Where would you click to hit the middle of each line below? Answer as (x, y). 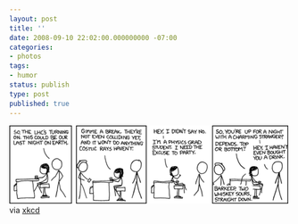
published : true (39, 104)
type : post (29, 94)
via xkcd (25, 210)
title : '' (28, 28)
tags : (19, 66)
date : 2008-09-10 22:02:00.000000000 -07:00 (93, 37)
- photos (25, 57)
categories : (31, 47)
